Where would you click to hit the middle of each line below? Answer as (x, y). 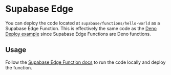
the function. (19, 67)
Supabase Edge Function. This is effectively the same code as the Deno (81, 28)
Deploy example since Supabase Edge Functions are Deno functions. (78, 34)
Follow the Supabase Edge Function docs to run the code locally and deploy (85, 62)
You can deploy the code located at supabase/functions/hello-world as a (83, 23)
